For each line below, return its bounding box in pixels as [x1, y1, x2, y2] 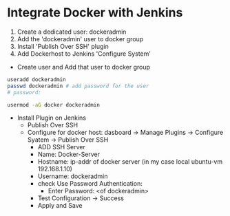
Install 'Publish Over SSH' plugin [17, 42, 109, 50]
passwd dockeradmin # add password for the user [7, 83, 149, 89]
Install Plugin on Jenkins [17, 114, 87, 122]
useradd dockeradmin [7, 76, 67, 83]
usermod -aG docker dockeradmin [7, 101, 100, 108]
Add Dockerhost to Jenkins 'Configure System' [17, 50, 151, 58]
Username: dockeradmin [37, 172, 108, 180]
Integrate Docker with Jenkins [7, 5, 183, 21]
